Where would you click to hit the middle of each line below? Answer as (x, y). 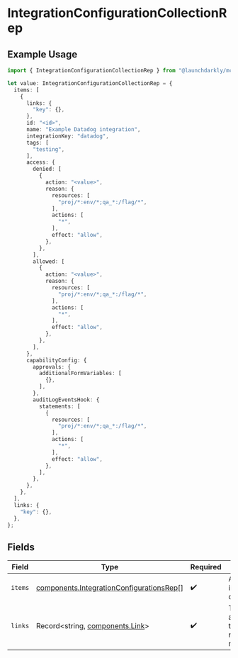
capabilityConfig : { (56, 360)
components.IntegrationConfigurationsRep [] (110, 588)
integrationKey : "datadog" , (68, 136)
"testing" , (49, 149)
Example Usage (42, 54)
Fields (21, 547)
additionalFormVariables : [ (80, 374)
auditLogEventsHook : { (66, 400)
